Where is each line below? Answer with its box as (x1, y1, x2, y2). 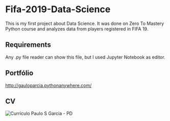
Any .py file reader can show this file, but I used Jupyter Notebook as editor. (5, 54, 165, 60)
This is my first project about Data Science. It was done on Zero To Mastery (5, 20, 164, 26)
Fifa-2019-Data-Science (5, 4, 111, 15)
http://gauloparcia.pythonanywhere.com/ (5, 82, 92, 88)
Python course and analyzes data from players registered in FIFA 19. (5, 25, 149, 32)
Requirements (5, 41, 51, 49)
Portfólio (5, 69, 34, 77)
